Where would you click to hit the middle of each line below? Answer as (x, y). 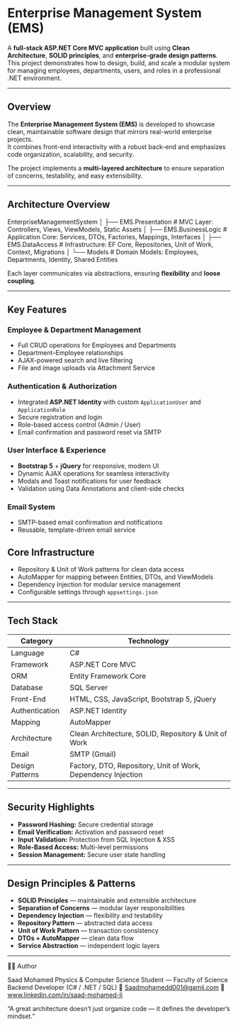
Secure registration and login (60, 417)
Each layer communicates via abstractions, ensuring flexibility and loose (114, 273)
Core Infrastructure (51, 552)
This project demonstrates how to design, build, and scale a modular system (119, 62)
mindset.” (21, 1016)
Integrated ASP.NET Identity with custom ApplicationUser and (109, 402)
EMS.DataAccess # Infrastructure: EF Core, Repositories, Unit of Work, (110, 244)
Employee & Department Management (74, 329)
